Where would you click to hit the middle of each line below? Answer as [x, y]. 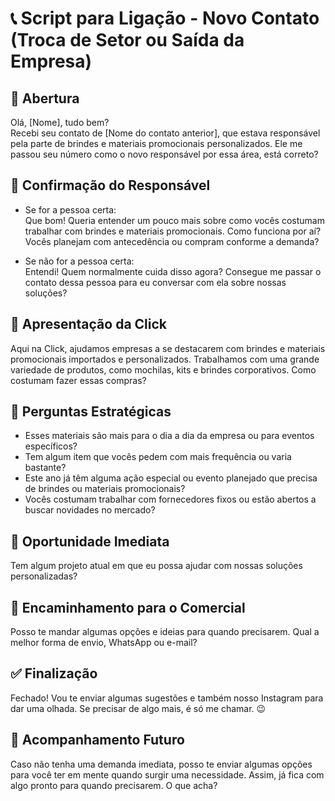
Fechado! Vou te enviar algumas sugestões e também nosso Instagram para [167, 698]
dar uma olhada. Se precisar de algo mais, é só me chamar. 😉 [138, 708]
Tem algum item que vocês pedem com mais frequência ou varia [158, 457]
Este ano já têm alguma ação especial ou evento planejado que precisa [171, 478]
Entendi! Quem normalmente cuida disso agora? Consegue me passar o [173, 271]
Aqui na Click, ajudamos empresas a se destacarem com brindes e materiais [168, 348]
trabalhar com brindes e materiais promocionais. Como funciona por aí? [173, 231]
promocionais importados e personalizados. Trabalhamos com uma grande [165, 359]
